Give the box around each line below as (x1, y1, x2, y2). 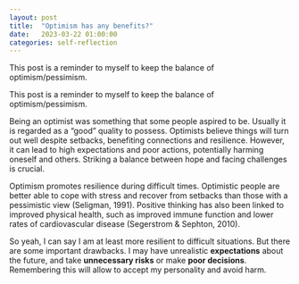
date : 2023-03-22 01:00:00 (9, 29, 118, 38)
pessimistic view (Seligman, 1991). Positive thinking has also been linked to (9, 200, 284, 211)
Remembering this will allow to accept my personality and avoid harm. (9, 264, 267, 275)
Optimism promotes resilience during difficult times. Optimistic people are (9, 180, 280, 192)
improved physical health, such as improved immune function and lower (9, 209, 274, 220)
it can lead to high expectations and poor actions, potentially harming (9, 145, 264, 155)
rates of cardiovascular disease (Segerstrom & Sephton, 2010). (9, 219, 241, 230)
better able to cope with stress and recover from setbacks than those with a (9, 190, 288, 201)
